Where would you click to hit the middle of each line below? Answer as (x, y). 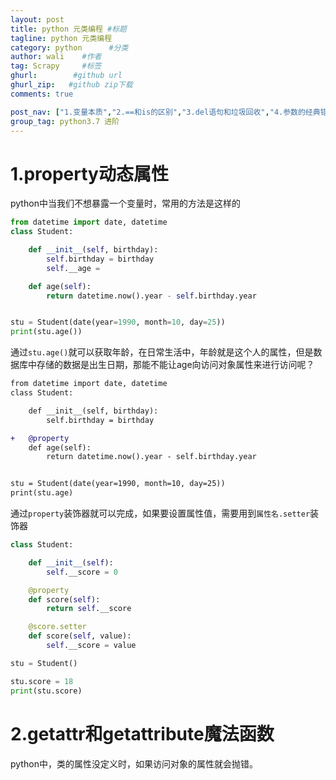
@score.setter (57, 627)
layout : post (37, 19)
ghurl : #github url (66, 76)
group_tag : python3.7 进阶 (65, 121)
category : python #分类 (69, 47)
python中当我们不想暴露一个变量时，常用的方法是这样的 (125, 203)
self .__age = (73, 268)
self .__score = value (91, 646)
